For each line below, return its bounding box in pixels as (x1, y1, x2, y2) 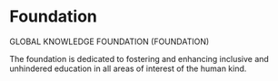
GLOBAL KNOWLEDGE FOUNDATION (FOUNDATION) (9, 36, 210, 47)
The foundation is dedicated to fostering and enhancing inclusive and (9, 53, 270, 64)
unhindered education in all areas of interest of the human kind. (9, 63, 247, 74)
